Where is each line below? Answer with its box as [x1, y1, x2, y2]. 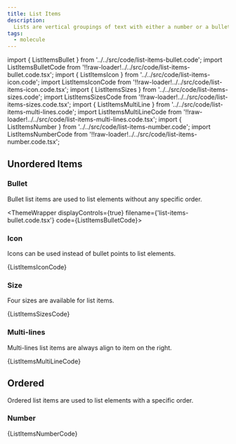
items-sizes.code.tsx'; [7, 100, 72, 109]
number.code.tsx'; [7, 137, 60, 146]
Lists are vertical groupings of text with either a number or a [13, 23, 209, 30]
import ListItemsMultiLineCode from [77, 108, 183, 116]
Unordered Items [7, 158, 83, 170]
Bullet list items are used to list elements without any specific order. [7, 194, 202, 203]
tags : [7, 29, 23, 37]
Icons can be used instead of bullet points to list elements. [7, 250, 176, 258]
